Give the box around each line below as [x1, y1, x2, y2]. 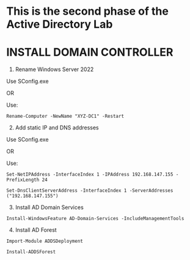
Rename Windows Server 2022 [15, 66, 94, 73]
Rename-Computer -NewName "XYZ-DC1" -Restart [6, 113, 124, 120]
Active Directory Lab [6, 17, 113, 31]
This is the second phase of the [6, 4, 169, 18]
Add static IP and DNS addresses [15, 124, 99, 131]
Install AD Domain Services [15, 204, 84, 211]
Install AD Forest [15, 226, 57, 234]
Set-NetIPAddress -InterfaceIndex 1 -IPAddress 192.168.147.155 [6, 172, 174, 178]
